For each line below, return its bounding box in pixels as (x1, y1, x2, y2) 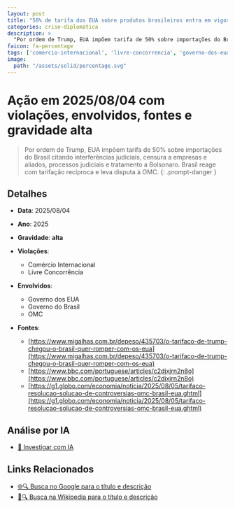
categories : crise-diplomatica (7, 23, 99, 30)
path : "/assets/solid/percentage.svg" (13, 62, 127, 69)
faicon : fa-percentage (7, 43, 73, 50)
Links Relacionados (7, 463, 94, 475)
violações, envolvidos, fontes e (7, 107, 192, 123)
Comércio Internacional (27, 260, 96, 269)
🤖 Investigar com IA (17, 443, 74, 451)
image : (7, 56, 27, 63)
